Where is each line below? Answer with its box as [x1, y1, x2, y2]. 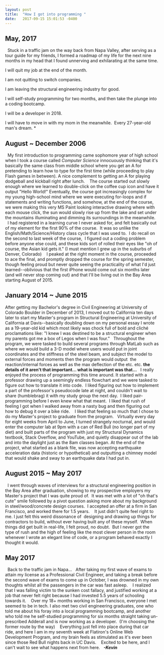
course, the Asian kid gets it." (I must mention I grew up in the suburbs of [5, 246, 152, 252]
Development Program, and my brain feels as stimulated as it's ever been [5, 634, 152, 640]
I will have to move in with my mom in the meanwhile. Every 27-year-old [5, 120, 151, 126]
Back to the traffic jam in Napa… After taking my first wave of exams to [7, 566, 152, 573]
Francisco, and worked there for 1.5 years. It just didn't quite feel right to [5, 508, 154, 514]
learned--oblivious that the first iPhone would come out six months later [5, 267, 150, 272]
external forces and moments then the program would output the [5, 356, 137, 362]
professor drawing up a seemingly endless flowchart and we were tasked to [5, 377, 158, 383]
